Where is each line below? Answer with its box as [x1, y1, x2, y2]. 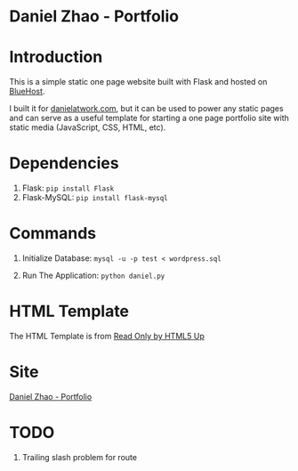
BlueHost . [9, 86, 45, 97]
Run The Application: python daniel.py [21, 270, 165, 280]
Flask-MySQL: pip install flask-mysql [21, 192, 169, 203]
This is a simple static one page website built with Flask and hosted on [9, 77, 268, 87]
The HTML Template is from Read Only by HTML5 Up [9, 330, 205, 341]
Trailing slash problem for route [21, 451, 138, 462]
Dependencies [9, 153, 119, 174]
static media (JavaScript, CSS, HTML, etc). [9, 122, 166, 133]
